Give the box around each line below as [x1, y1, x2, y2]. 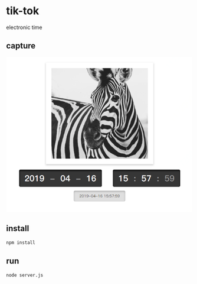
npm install [6, 240, 35, 246]
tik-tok [6, 4, 40, 18]
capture [6, 41, 36, 51]
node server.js [6, 272, 44, 279]
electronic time [6, 24, 42, 31]
